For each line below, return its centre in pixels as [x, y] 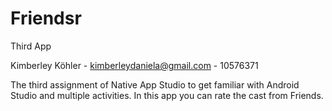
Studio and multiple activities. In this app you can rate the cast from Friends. [167, 95]
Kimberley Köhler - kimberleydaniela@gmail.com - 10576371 [134, 65]
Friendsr [46, 18]
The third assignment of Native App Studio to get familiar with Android [155, 84]
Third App [31, 46]
